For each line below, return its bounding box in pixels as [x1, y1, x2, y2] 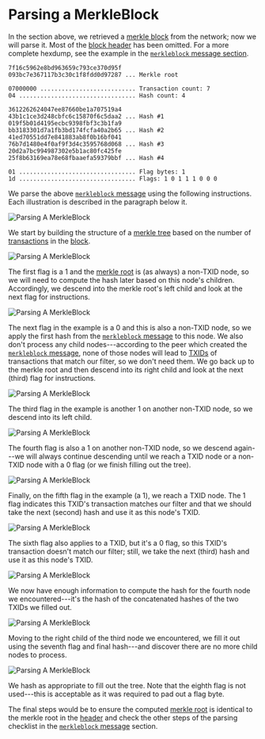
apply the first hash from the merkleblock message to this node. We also [8, 331, 244, 341]
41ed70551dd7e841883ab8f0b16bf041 [8, 133, 123, 141]
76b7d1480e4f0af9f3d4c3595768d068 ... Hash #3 [8, 140, 165, 148]
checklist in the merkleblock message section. [8, 721, 158, 730]
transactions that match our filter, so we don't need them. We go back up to [8, 356, 255, 366]
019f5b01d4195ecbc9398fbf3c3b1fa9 [8, 119, 123, 128]
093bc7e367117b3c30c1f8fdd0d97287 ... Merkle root [8, 70, 179, 78]
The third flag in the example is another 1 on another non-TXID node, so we [8, 404, 253, 413]
